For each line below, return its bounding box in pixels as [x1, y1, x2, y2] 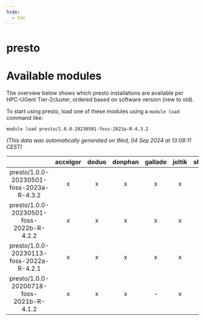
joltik [173, 157, 188, 166]
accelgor [54, 157, 82, 166]
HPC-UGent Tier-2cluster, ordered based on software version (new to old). [6, 95, 194, 103]
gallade [145, 157, 167, 166]
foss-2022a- [9, 256, 49, 265]
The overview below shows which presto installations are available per [6, 89, 184, 97]
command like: [6, 114, 43, 121]
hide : [6, 9, 20, 15]
